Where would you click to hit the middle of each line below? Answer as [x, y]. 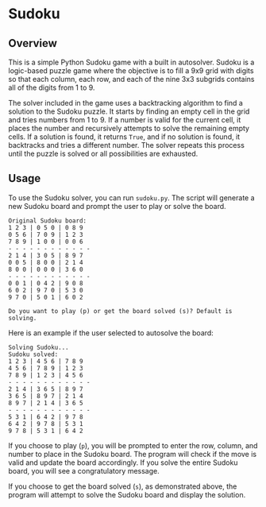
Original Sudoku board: [48, 221]
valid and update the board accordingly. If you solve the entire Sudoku [123, 462]
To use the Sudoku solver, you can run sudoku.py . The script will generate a [132, 197]
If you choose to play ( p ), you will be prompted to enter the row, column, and [133, 445]
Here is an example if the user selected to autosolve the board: [111, 333]
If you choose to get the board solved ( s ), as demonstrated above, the [123, 486]
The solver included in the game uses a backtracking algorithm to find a [126, 103]
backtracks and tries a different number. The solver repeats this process [126, 145]
